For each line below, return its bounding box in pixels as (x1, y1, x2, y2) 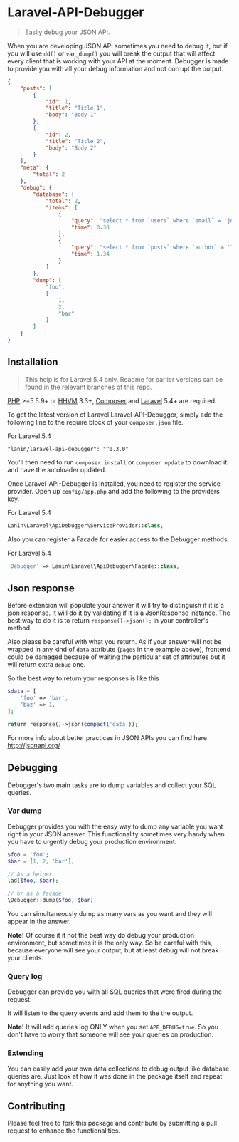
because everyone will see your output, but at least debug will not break (7, 946, 219, 955)
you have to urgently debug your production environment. (7, 837, 177, 846)
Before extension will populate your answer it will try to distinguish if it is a (7, 601, 224, 610)
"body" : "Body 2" (45, 144, 97, 152)
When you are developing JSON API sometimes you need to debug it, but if (7, 41, 228, 50)
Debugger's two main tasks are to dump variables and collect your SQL (7, 781, 216, 789)
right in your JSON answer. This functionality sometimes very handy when (7, 829, 225, 838)
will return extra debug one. (7, 660, 86, 669)
